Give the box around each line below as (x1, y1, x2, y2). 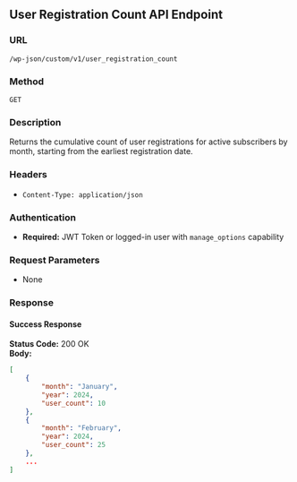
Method (9, 75, 45, 88)
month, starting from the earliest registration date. (9, 146, 194, 157)
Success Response (9, 318, 82, 330)
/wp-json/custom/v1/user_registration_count (9, 54, 178, 64)
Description (9, 116, 62, 128)
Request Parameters (9, 254, 100, 266)
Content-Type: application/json (21, 190, 143, 200)
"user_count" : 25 (41, 441, 106, 450)
